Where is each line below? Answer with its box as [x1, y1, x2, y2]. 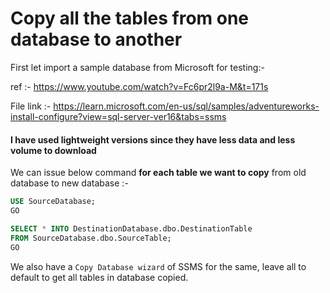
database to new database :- [10, 177, 129, 189]
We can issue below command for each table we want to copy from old [10, 167, 307, 179]
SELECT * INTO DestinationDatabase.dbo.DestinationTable [10, 223, 253, 234]
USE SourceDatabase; [10, 197, 97, 207]
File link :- [10, 100, 52, 112]
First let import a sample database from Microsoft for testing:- [10, 61, 265, 73]
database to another [10, 28, 183, 51]
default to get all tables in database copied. [10, 271, 189, 283]
